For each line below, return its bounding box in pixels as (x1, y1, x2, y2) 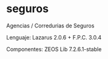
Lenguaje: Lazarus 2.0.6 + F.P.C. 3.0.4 (6, 33, 102, 41)
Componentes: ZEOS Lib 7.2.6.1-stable (6, 45, 102, 53)
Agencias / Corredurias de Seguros (6, 22, 95, 29)
